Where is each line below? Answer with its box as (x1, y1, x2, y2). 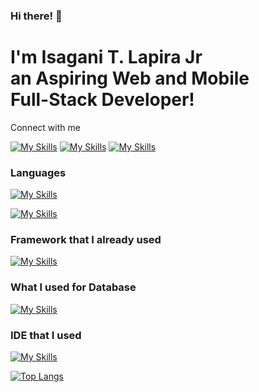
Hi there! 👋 (10, 9, 63, 23)
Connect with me (10, 121, 81, 133)
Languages (10, 165, 67, 179)
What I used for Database (10, 280, 137, 294)
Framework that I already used (10, 233, 162, 247)
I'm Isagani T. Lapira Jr (10, 46, 203, 69)
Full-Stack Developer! (10, 89, 195, 111)
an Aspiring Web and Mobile (10, 67, 250, 90)
